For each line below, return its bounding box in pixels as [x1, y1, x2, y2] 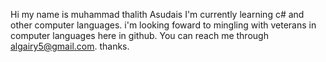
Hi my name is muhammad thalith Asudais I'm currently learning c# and [10, 9, 305, 20]
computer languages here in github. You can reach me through [10, 30, 269, 41]
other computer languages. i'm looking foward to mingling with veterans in [10, 19, 317, 31]
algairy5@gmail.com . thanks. [10, 40, 130, 52]
